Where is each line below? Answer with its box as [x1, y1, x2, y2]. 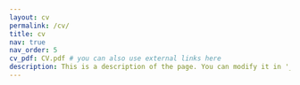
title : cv [9, 29, 46, 38]
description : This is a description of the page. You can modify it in [9, 63, 281, 72]
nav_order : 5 [9, 46, 58, 55]
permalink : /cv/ [9, 21, 70, 30]
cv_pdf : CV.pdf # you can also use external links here [9, 54, 221, 63]
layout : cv [9, 12, 50, 22]
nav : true [9, 37, 46, 47]
